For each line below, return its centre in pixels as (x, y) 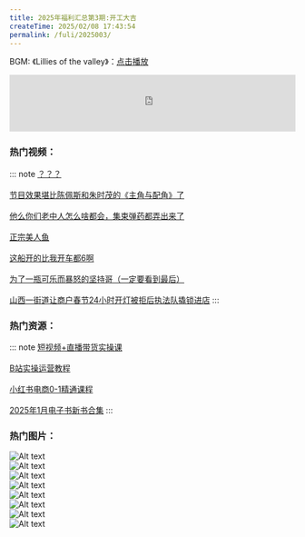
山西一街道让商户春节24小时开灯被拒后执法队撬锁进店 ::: (114, 300)
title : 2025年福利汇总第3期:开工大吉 (73, 18)
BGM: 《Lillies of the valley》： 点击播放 (79, 62)
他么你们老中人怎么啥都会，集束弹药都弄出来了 (97, 215)
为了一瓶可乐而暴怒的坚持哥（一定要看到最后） (97, 279)
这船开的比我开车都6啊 (52, 258)
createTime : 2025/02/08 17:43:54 (73, 26)
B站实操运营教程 (40, 368)
